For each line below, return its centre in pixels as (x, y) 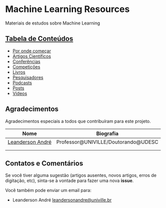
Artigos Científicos (32, 56)
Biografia (107, 133)
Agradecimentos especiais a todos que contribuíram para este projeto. (78, 121)
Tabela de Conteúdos (39, 39)
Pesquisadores (28, 77)
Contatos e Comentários (44, 163)
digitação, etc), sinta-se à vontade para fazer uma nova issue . (69, 180)
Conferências (26, 61)
